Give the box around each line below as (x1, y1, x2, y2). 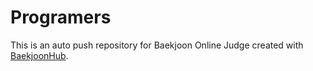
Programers (10, 6, 112, 29)
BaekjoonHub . (10, 49, 69, 61)
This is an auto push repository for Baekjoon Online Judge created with (10, 39, 304, 51)
